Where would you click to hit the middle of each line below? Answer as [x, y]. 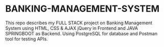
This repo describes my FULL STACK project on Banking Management [79, 23]
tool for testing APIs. [27, 39]
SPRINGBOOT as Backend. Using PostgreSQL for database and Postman [81, 33]
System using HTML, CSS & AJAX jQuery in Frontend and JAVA [72, 28]
